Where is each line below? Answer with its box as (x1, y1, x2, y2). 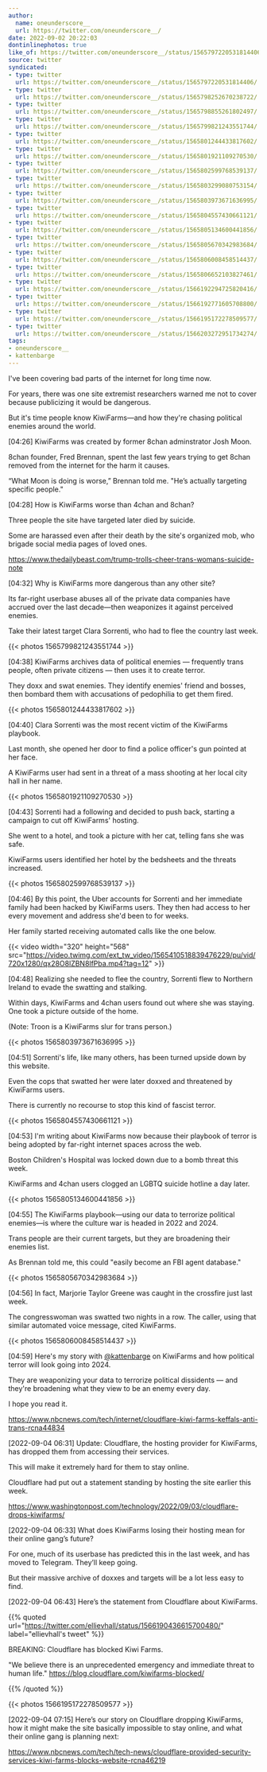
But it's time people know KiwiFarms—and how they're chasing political (8, 413, 242, 422)
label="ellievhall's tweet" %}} (8, 1629, 105, 1638)
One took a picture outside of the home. (8, 1006, 139, 1016)
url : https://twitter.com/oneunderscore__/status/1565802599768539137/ (15, 167, 258, 175)
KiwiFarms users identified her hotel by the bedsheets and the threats (8, 854, 237, 864)
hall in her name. (8, 776, 63, 786)
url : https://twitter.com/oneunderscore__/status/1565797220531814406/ (15, 78, 258, 86)
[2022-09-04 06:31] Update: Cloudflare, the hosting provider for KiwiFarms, (8, 1438, 258, 1448)
